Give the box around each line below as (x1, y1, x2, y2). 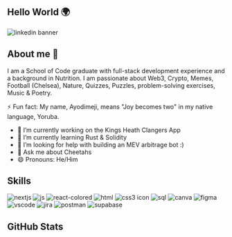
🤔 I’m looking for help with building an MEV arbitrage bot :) (17, 140, 185, 149)
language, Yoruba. (7, 112, 60, 120)
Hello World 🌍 (7, 6, 71, 18)
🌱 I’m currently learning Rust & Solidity (17, 133, 127, 141)
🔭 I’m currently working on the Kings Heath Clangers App (17, 126, 181, 134)
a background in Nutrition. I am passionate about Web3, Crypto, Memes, (7, 74, 214, 82)
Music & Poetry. (7, 88, 53, 97)
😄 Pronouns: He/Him (17, 155, 78, 163)
